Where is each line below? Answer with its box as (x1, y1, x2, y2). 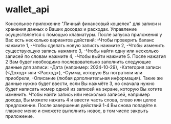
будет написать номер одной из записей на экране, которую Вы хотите (5, 86, 162, 92)
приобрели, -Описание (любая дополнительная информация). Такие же (5, 75, 163, 81)
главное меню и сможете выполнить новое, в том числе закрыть (5, 108, 148, 114)
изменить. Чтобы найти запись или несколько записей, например (5, 91, 150, 97)
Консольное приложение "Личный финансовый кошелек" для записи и (5, 20, 161, 27)
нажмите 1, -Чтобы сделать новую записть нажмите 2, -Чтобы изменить (5, 42, 165, 48)
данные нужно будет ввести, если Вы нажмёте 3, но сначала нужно (5, 80, 155, 87)
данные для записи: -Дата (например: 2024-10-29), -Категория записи (5, 64, 161, 70)
